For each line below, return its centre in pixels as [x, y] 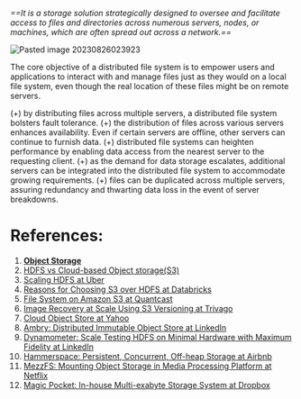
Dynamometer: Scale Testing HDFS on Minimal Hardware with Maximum [157, 337]
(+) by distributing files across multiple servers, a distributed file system [144, 113]
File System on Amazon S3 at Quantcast [98, 299]
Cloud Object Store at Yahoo [76, 318]
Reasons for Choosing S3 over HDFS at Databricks [118, 289]
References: [57, 236]
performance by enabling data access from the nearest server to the [137, 151]
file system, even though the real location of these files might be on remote [150, 86]
